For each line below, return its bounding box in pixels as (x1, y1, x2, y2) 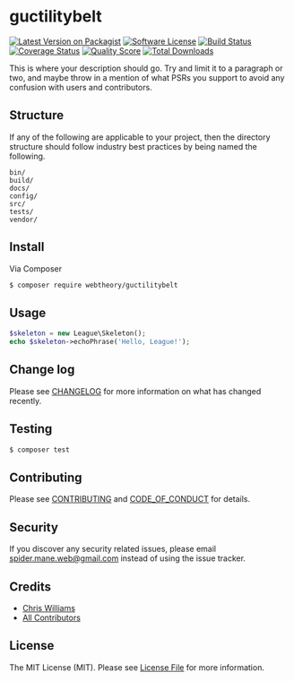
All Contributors (22, 612, 81, 623)
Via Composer (9, 263, 63, 274)
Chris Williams (22, 602, 76, 613)
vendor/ (9, 215, 39, 224)
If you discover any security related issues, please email (9, 544, 217, 555)
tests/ (9, 207, 34, 216)
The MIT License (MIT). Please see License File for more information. (9, 661, 264, 673)
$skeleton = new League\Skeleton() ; (9, 329, 146, 338)
